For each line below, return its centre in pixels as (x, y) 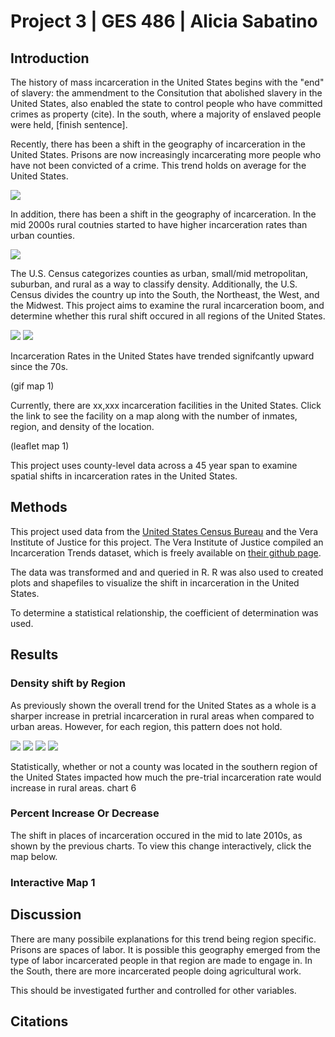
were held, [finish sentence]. (69, 124)
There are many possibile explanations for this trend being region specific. (163, 939)
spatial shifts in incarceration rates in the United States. (124, 476)
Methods (39, 507)
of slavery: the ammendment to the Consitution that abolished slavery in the (166, 93)
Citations (39, 1021)
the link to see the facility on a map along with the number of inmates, (154, 416)
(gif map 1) (32, 386)
